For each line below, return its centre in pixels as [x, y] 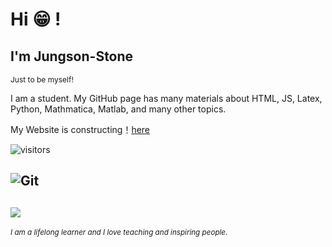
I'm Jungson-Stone [72, 56]
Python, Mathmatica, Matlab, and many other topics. [118, 109]
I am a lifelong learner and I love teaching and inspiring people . [119, 233]
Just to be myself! [42, 79]
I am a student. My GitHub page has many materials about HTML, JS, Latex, [166, 98]
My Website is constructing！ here [80, 129]
